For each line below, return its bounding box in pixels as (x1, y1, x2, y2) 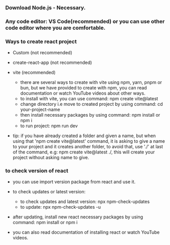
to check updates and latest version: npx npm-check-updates (20, 198, 150, 205)
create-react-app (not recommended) (12, 59, 93, 65)
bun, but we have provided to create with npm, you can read (20, 85, 147, 91)
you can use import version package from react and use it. (12, 179, 136, 185)
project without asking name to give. (12, 154, 89, 161)
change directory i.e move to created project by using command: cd (20, 101, 163, 107)
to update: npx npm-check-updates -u (20, 204, 101, 210)
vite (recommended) (12, 70, 56, 76)
